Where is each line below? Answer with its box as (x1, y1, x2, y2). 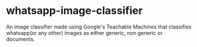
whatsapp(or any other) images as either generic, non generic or (6, 29, 163, 36)
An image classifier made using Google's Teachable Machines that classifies (6, 23, 192, 30)
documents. (6, 35, 35, 42)
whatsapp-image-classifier (6, 4, 143, 17)
